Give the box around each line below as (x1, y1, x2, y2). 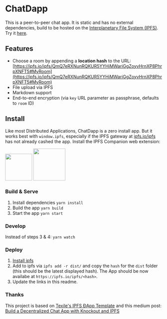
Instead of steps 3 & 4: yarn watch (5, 234, 76, 240)
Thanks (5, 291, 24, 298)
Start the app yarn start (12, 210, 63, 216)
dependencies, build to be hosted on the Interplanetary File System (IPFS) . (5, 24, 159, 30)
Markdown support (12, 89, 52, 95)
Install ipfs (12, 258, 34, 264)
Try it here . (5, 30, 28, 36)
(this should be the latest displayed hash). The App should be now (12, 268, 149, 274)
